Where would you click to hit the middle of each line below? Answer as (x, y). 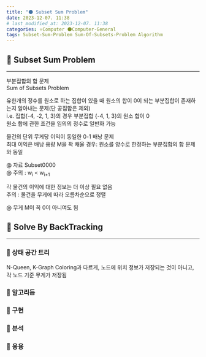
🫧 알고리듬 (21, 292)
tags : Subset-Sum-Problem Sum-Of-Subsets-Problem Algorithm (85, 35)
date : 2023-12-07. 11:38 (38, 18)
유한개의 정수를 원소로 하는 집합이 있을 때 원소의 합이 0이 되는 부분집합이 (93, 100)
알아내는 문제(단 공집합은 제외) (54, 108)
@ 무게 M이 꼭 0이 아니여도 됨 (42, 207)
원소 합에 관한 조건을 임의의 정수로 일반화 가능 (61, 123)
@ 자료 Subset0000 (31, 165)
